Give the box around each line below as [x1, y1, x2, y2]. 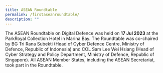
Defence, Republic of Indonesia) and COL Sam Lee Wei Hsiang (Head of [5, 46, 154, 52]
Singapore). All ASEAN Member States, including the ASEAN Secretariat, [5, 57, 155, 63]
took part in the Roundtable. [5, 62, 63, 68]
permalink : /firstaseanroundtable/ [5, 12, 80, 17]
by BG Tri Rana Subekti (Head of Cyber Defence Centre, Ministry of [5, 41, 144, 47]
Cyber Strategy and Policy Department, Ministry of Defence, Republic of [5, 51, 154, 57]
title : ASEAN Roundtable [5, 7, 57, 12]
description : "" [5, 16, 39, 21]
